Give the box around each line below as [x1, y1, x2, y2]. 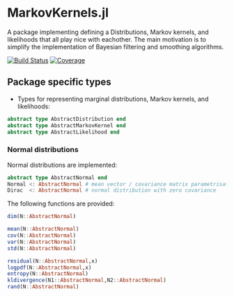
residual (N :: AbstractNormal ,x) [7, 257, 98, 265]
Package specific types [7, 76, 111, 88]
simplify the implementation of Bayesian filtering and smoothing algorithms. [7, 42, 224, 51]
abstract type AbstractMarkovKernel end [7, 122, 127, 129]
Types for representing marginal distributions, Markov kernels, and [17, 94, 209, 103]
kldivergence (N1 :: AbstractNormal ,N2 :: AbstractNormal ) [7, 277, 167, 284]
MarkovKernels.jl [7, 5, 109, 21]
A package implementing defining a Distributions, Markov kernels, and [7, 28, 209, 36]
